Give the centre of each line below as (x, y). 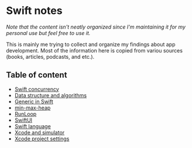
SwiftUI (23, 120)
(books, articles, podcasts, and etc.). (50, 57)
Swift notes (34, 11)
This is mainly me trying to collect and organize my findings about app (91, 44)
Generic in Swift (34, 101)
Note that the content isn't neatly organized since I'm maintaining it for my (96, 27)
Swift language (32, 126)
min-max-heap (32, 108)
